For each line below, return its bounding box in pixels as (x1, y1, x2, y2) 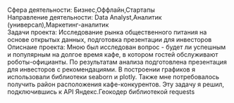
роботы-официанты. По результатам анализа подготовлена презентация (7, 58, 227, 66)
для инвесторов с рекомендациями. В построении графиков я (7, 65, 196, 74)
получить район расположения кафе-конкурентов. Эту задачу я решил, (7, 80, 224, 88)
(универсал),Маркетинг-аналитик (7, 20, 109, 29)
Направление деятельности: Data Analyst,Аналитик (7, 13, 162, 21)
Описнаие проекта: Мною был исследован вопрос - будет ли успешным (7, 43, 226, 51)
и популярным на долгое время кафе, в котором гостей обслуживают (7, 50, 218, 58)
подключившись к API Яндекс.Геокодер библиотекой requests (7, 88, 195, 96)
